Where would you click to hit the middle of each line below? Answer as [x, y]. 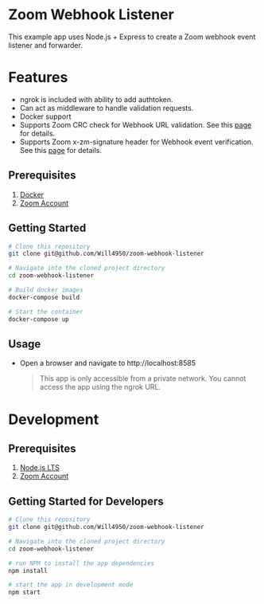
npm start [25, 592]
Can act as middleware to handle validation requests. [107, 108]
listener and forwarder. [46, 45]
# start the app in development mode [71, 585]
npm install [28, 571]
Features [38, 78]
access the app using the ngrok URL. [100, 387]
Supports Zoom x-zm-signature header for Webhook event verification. [136, 142]
